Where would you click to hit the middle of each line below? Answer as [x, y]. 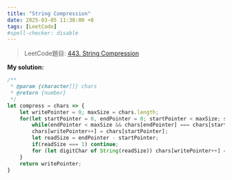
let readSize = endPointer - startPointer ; [95, 138]
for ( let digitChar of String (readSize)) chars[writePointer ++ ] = [129, 151]
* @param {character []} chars [54, 87]
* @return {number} [38, 93]
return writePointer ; [50, 163]
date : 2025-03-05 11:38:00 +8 [51, 20]
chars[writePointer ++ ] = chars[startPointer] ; [100, 132]
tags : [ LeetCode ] [32, 26]
